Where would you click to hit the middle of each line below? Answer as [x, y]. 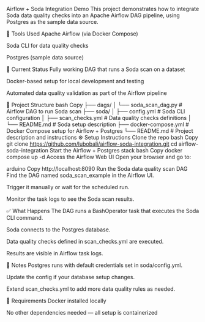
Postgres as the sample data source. [53, 22]
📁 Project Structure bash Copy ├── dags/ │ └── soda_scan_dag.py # [94, 105]
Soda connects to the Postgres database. [58, 230]
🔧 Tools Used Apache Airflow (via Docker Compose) [73, 34]
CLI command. [25, 218]
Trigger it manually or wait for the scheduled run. [68, 187]
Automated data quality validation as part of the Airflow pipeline [87, 93]
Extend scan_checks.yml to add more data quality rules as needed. [91, 289]
